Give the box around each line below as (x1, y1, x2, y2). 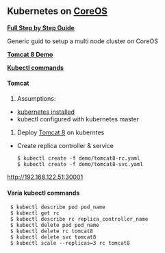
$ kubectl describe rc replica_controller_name (10, 216, 149, 223)
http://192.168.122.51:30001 (7, 173, 84, 181)
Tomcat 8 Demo (7, 50, 53, 58)
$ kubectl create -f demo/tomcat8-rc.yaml (16, 155, 140, 162)
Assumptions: (16, 95, 56, 103)
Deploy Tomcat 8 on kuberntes (16, 128, 105, 136)
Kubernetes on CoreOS (7, 5, 108, 17)
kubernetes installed (16, 108, 75, 116)
